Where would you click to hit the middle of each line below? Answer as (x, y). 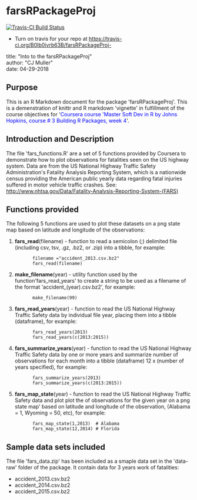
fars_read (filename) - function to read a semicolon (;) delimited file (96, 241)
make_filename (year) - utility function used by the (76, 274)
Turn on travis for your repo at (51, 38)
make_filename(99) (55, 298)
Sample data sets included (56, 447)
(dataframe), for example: (46, 321)
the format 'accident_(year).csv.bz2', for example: (75, 287)
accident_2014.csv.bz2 (42, 485)
